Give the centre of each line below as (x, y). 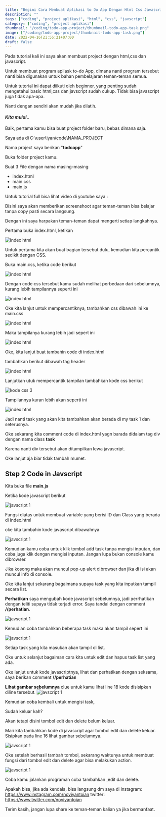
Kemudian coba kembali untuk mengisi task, (50, 702)
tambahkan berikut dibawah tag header (45, 361)
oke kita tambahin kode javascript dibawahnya (52, 529)
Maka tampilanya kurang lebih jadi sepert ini (50, 332)
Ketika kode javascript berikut (35, 495)
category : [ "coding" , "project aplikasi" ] (49, 24)
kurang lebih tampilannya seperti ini (41, 289)
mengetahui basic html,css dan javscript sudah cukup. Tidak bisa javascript (82, 91)
